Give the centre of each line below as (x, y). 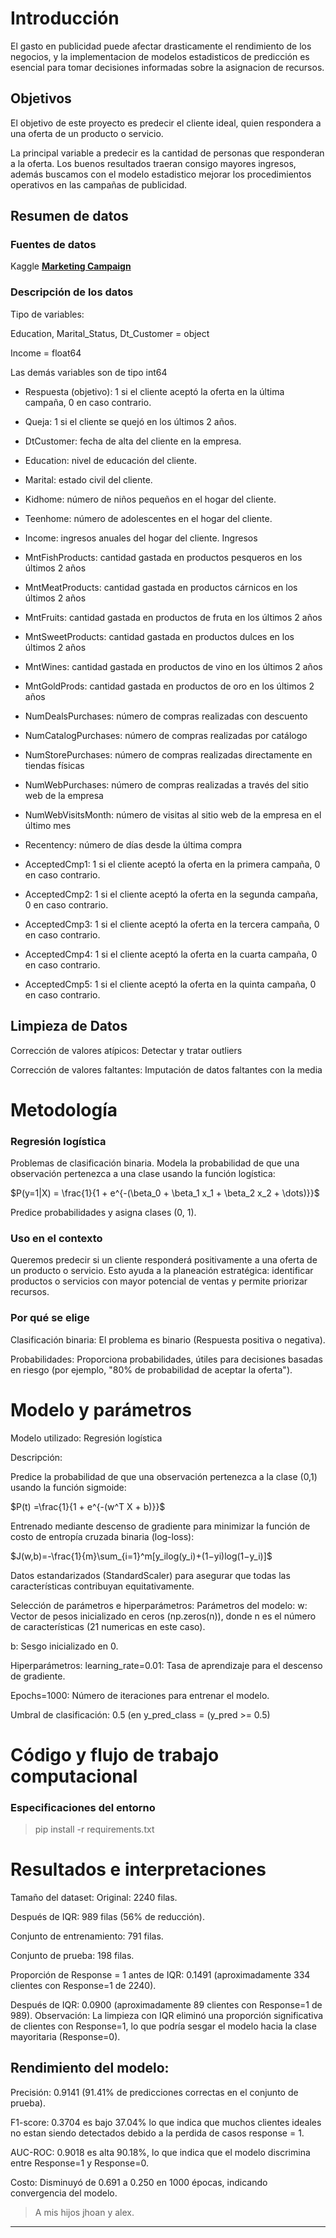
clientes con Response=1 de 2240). (83, 1985)
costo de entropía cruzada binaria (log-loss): (102, 1536)
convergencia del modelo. (64, 2193)
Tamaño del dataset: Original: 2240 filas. (94, 1897)
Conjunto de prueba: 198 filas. (72, 1955)
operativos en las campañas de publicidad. (99, 184)
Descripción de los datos (72, 292)
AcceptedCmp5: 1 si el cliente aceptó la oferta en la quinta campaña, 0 (170, 984)
